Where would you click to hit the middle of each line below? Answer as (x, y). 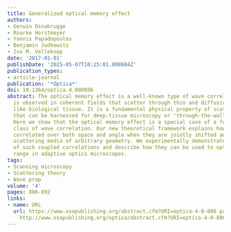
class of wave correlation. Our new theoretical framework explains (113, 128)
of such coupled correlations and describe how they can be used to (113, 148)
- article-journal (33, 77)
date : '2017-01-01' (35, 58)
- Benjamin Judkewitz (38, 45)
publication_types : (35, 71)
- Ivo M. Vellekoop (35, 52)
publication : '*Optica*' (43, 84)
